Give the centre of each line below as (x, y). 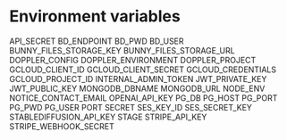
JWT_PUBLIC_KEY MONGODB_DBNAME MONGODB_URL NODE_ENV (137, 88)
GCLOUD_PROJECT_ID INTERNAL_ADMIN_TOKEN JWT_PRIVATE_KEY (138, 78)
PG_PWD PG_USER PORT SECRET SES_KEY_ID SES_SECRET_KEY (131, 107)
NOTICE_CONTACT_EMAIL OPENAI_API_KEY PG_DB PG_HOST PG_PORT (143, 98)
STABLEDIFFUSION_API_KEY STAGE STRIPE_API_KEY (108, 117)
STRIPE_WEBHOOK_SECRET (62, 126)
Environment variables (95, 16)
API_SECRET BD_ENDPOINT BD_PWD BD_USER (97, 41)
